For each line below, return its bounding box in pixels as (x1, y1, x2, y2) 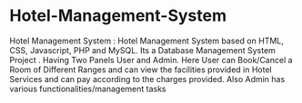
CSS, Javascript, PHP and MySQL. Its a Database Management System (9, 44, 276, 55)
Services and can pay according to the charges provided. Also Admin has (9, 73, 286, 84)
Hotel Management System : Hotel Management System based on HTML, (9, 35, 285, 46)
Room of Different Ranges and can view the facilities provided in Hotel (9, 64, 272, 75)
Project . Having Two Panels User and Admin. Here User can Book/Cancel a (9, 54, 293, 65)
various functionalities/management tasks (9, 83, 166, 94)
